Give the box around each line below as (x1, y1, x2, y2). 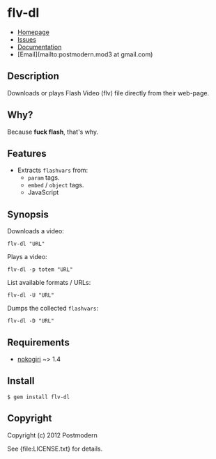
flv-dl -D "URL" (7, 318, 54, 325)
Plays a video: (7, 253, 47, 261)
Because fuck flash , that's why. (7, 127, 99, 136)
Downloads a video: (7, 227, 64, 235)
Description (7, 70, 59, 82)
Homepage (17, 28, 50, 36)
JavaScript (27, 188, 59, 196)
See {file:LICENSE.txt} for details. (7, 444, 103, 453)
